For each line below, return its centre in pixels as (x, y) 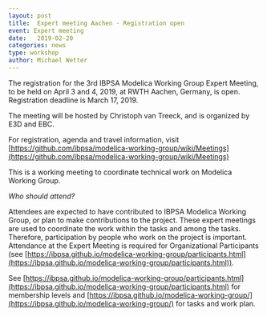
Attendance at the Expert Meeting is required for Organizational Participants (133, 246)
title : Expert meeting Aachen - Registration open (96, 23)
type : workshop (34, 53)
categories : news (37, 46)
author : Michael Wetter (48, 61)
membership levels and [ (49, 295)
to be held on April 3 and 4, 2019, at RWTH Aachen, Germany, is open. (124, 91)
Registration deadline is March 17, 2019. (73, 100)
